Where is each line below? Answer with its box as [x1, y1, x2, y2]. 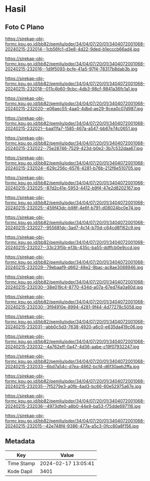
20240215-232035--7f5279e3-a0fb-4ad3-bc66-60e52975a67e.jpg [5, 383, 142, 389]
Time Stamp [7, 460, 36, 467]
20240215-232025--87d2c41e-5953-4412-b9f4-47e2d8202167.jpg [5, 185, 140, 191]
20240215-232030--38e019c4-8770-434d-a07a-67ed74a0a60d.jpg [5, 284, 143, 290]
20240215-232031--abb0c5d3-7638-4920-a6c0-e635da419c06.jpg [5, 324, 143, 330]
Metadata [5, 437, 35, 445]
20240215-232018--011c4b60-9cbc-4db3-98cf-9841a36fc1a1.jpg [5, 86, 137, 91]
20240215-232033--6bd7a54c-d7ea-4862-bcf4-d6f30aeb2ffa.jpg [5, 364, 140, 369]
